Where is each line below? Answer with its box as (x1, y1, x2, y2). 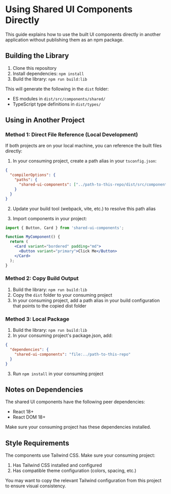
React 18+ (12, 409, 34, 415)
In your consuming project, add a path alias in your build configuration (12, 297, 160, 303)
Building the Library (5, 51, 69, 60)
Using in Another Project (5, 116, 85, 124)
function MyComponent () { (5, 235, 60, 240)
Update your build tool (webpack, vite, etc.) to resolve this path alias (12, 205, 156, 212)
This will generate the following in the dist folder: (5, 86, 109, 92)
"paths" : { (14, 177, 38, 183)
